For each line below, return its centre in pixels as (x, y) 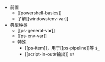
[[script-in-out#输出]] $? (50, 54)
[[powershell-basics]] (40, 13)
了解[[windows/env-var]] (43, 19)
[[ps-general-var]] (36, 31)
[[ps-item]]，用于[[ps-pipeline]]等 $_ (62, 48)
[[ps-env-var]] (32, 36)
